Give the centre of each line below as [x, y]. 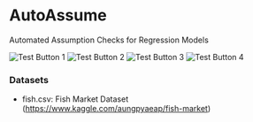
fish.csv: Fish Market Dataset [75, 99]
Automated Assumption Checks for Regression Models [109, 40]
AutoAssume [58, 15]
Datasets [29, 80]
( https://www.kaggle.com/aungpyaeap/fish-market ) [116, 109]
